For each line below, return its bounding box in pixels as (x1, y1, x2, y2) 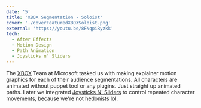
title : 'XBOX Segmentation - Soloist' (6, 14, 103, 20)
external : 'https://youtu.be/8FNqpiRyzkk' (6, 25, 114, 32)
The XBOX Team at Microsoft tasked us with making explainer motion (6, 69, 177, 76)
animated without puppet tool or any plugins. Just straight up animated (6, 82, 181, 90)
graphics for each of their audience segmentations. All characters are (6, 76, 178, 83)
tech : (6, 31, 20, 37)
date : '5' (6, 8, 31, 15)
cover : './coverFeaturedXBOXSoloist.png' (6, 20, 111, 26)
